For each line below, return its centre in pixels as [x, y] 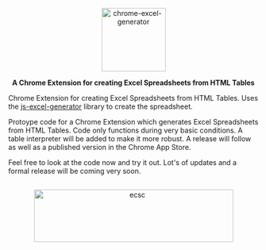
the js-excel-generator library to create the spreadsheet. [100, 106]
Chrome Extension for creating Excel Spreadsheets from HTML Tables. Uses [133, 98]
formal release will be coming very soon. [75, 171]
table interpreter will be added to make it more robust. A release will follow [130, 138]
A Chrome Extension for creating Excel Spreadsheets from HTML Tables [133, 83]
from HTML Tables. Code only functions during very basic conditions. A [126, 130]
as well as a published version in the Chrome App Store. [100, 147]
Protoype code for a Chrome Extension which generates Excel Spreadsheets [133, 122]
